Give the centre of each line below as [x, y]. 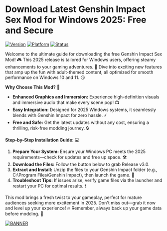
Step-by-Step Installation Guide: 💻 [42, 140]
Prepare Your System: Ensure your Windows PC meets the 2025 [79, 151]
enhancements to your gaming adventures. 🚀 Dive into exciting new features [83, 66]
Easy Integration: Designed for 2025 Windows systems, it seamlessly [84, 109]
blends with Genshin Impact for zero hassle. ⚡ [60, 115]
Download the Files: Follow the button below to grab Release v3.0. [81, 164]
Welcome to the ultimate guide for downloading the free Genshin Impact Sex [84, 54]
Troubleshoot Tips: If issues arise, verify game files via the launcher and [87, 180]
